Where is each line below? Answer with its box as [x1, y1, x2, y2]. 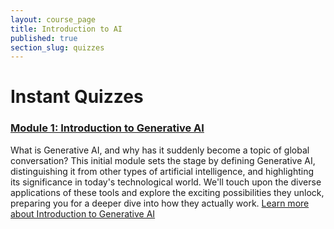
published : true [10, 33, 78, 43]
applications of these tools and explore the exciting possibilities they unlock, [10, 186, 325, 198]
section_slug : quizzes [10, 42, 105, 53]
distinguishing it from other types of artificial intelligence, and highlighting [10, 165, 315, 177]
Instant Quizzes [10, 86, 144, 108]
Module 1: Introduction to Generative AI [10, 121, 205, 135]
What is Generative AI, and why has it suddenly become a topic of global [10, 144, 310, 156]
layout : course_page [10, 14, 97, 25]
